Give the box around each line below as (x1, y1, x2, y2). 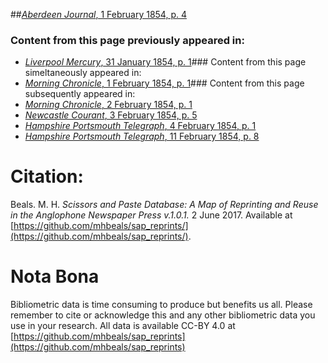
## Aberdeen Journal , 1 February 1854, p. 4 (10, 9, 187, 20)
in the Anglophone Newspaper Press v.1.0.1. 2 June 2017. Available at (10, 209, 293, 221)
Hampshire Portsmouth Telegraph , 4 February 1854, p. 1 (24, 120, 257, 132)
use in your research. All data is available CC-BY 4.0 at (10, 320, 236, 332)
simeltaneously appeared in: (24, 67, 142, 79)
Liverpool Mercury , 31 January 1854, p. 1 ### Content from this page (24, 56, 307, 68)
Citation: (10, 165, 84, 188)
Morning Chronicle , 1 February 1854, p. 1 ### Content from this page (24, 77, 305, 89)
